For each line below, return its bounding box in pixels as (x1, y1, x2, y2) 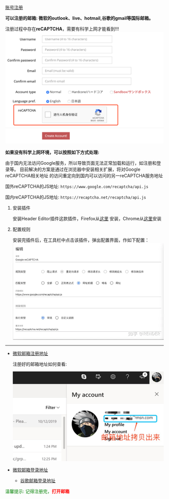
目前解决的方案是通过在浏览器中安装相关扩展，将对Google (19, 166, 141, 172)
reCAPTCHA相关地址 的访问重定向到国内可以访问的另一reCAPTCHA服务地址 (5, 172, 163, 178)
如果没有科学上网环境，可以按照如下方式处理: (5, 149, 100, 155)
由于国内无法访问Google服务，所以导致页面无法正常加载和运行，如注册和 (5, 160, 157, 166)
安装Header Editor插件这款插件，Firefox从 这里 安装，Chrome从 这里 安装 (12, 215, 162, 221)
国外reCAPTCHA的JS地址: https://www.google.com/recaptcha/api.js (5, 183, 148, 189)
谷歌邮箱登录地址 (20, 478, 56, 484)
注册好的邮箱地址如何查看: (12, 361, 67, 367)
